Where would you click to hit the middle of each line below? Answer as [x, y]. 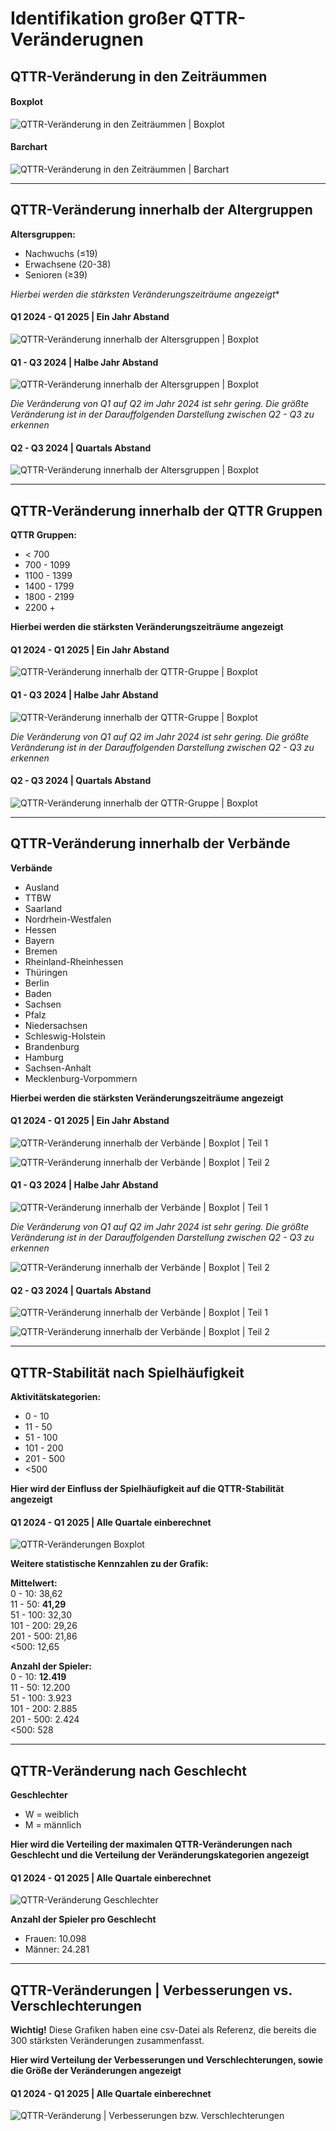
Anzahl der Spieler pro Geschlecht [83, 1919]
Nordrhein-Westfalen [68, 919]
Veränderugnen [77, 39]
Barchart [29, 147]
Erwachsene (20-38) [68, 264]
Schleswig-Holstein [65, 1036]
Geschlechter [39, 1795]
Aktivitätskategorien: [56, 1397]
